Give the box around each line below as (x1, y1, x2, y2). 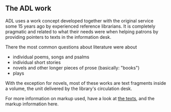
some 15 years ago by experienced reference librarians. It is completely (5, 23, 156, 29)
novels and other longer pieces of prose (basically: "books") (12, 64, 140, 71)
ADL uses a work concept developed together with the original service (5, 17, 154, 24)
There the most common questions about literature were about (5, 43, 137, 50)
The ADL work (5, 4, 52, 13)
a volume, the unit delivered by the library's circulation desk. (5, 85, 133, 92)
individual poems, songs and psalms (12, 54, 89, 60)
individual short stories (12, 59, 61, 65)
